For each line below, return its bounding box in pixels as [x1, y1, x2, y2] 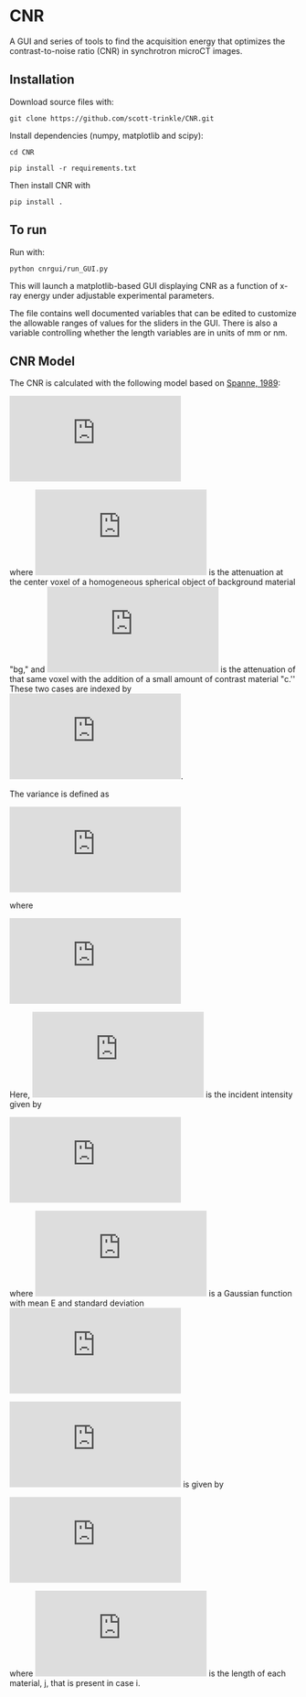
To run [9, 222, 47, 238]
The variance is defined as [9, 788, 110, 800]
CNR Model [9, 353, 76, 368]
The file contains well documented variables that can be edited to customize [9, 307, 297, 318]
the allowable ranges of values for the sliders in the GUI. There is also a [9, 317, 279, 328]
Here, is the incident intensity [9, 1089, 293, 1100]
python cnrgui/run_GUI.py [9, 264, 108, 273]
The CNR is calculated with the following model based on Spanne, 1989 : [9, 378, 281, 389]
